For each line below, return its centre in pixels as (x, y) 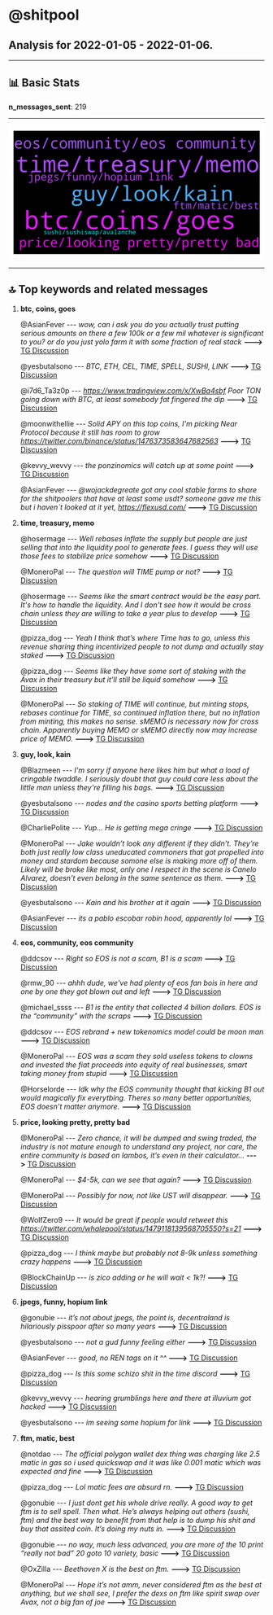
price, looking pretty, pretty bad (75, 1123)
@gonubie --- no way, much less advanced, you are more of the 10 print (142, 1545)
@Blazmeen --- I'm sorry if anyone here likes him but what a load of (134, 770)
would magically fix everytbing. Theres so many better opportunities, (136, 1098)
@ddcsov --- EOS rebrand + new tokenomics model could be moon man (142, 1032)
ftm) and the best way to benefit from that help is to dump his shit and (138, 1521)
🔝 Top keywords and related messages (108, 289)
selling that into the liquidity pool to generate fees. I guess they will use (139, 548)
